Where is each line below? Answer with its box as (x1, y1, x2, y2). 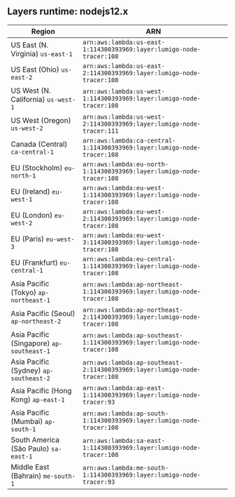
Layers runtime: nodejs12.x (7, 6, 129, 18)
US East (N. (10, 40, 49, 50)
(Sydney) (10, 365, 41, 375)
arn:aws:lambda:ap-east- (83, 384, 166, 392)
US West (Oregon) (10, 115, 71, 125)
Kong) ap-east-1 (10, 395, 65, 404)
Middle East (10, 462, 50, 472)
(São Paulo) (10, 444, 50, 453)
